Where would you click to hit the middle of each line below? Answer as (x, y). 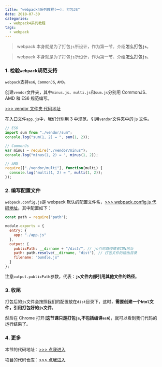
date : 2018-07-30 (22, 14)
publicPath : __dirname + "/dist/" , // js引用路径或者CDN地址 (74, 248)
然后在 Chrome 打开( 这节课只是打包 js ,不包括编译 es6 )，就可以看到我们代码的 (81, 318)
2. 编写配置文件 (23, 191)
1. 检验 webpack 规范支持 (31, 70)
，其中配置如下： (35, 208)
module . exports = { (25, 226)
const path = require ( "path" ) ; (37, 217)
